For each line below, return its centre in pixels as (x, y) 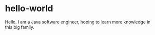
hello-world (29, 9)
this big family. (20, 27)
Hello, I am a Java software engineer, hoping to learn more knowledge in (78, 22)
